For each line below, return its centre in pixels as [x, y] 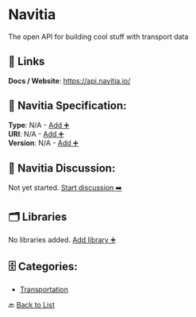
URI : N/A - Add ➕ [36, 133]
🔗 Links [27, 62]
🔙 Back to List [32, 305]
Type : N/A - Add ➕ [39, 125]
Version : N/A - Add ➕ [44, 143]
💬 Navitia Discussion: [62, 168]
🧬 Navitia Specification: [67, 106]
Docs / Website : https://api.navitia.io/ [69, 80]
